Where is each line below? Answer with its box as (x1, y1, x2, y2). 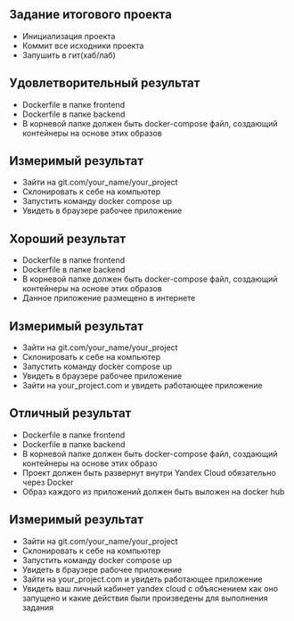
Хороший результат (9, 231, 127, 246)
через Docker (21, 477, 74, 487)
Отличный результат (9, 405, 132, 421)
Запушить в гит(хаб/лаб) (21, 49, 116, 61)
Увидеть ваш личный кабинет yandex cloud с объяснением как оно (21, 583, 279, 593)
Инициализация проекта (21, 30, 116, 41)
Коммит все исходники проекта (21, 40, 144, 51)
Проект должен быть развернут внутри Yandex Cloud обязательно (21, 467, 276, 478)
